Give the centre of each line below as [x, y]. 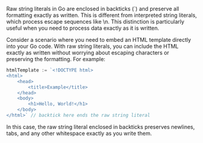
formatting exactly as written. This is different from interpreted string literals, [101, 15]
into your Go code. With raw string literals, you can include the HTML [92, 46]
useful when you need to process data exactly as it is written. [83, 28]
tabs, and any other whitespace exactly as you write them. [79, 133]
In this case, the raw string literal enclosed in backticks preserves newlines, [101, 127]
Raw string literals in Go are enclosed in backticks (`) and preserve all [93, 9]
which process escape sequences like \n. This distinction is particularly [95, 22]
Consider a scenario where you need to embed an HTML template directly [99, 40]
